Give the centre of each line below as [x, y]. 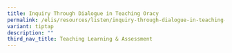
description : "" [30, 33]
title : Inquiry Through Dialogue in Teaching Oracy [83, 13]
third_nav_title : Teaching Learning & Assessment [80, 39]
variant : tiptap [30, 26]
